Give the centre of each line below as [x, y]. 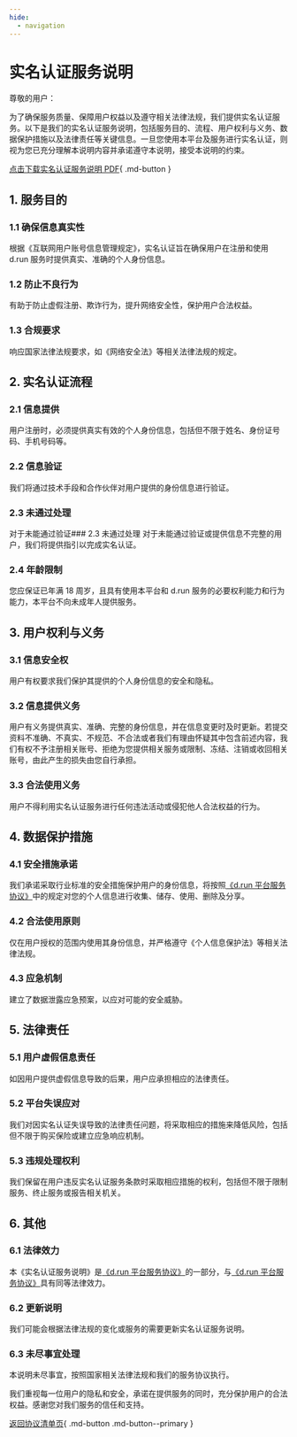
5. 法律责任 [39, 1030]
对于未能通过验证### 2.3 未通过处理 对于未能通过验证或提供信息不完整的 [142, 533]
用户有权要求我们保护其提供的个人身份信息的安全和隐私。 [114, 680]
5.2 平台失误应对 [45, 1103]
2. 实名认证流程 [51, 382]
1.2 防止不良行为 [44, 284]
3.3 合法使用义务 [45, 785]
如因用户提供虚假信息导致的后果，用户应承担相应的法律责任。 [122, 1078]
